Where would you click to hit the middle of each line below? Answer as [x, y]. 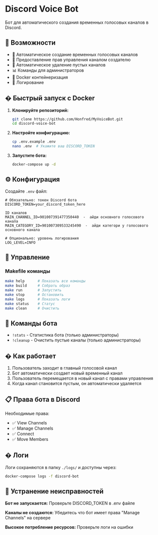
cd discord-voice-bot [34, 124]
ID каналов [16, 213]
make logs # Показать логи [38, 299]
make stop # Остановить [34, 295]
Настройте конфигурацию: [41, 133]
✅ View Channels [29, 423]
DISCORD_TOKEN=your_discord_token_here [45, 204]
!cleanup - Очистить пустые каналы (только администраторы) [76, 340]
